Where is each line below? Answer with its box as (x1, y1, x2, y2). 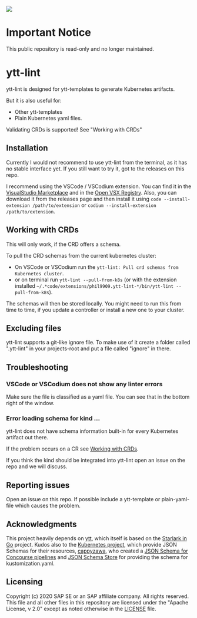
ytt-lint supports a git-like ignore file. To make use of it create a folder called (6, 339, 191, 346)
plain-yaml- (161, 496, 190, 503)
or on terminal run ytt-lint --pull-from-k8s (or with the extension (14, 276, 177, 283)
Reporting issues (6, 480, 70, 490)
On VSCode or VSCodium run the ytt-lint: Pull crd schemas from (14, 263, 179, 271)
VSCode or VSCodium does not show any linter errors (6, 380, 163, 388)
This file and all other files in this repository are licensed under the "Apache (6, 599, 189, 606)
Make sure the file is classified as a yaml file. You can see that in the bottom (6, 393, 190, 400)
